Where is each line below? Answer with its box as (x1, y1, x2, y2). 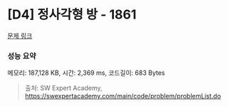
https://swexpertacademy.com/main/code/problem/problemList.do (24, 92, 222, 101)
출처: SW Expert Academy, (24, 83, 103, 93)
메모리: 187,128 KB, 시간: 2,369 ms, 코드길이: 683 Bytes (7, 68, 165, 77)
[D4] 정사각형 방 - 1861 (7, 6, 137, 23)
